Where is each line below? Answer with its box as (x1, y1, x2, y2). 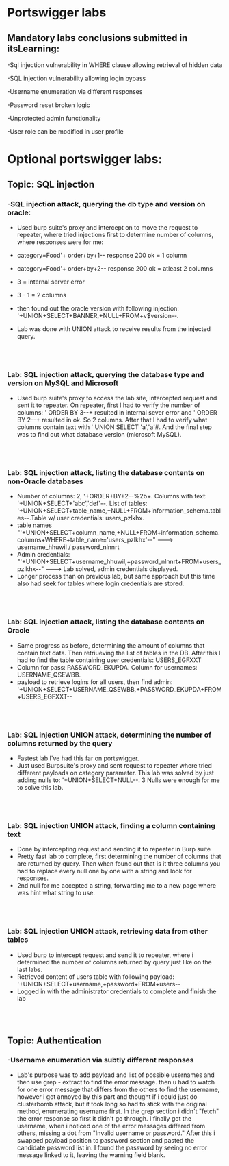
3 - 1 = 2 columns (16, 291, 67, 299)
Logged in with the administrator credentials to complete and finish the (16, 987, 217, 995)
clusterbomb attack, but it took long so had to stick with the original (16, 1100, 207, 1108)
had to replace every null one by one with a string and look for (16, 867, 193, 875)
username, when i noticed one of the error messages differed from (16, 1122, 206, 1130)
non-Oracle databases (7, 476, 83, 486)
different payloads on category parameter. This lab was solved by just (16, 769, 214, 777)
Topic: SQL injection (7, 178, 95, 190)
